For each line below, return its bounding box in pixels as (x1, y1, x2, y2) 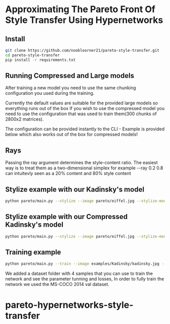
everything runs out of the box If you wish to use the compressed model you (5, 105, 165, 112)
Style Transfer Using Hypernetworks (5, 14, 163, 26)
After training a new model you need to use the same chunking (5, 85, 137, 91)
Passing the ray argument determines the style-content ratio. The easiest (5, 160, 158, 166)
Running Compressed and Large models (5, 71, 135, 80)
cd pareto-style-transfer (5, 52, 60, 58)
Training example (5, 248, 62, 257)
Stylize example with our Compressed (5, 212, 128, 221)
